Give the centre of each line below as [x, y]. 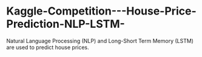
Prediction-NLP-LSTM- [66, 24]
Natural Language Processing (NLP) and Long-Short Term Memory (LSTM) [100, 41]
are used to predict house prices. [48, 47]
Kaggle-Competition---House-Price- [101, 11]
